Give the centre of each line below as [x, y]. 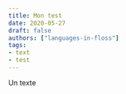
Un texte [22, 82]
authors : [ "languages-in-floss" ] [64, 38]
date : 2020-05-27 [37, 23]
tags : [17, 45]
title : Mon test [35, 16]
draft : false [30, 30]
